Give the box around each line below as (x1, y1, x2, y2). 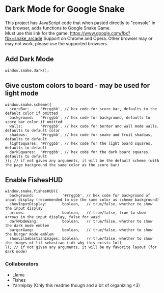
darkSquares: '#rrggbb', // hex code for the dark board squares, (9, 149, 151, 155)
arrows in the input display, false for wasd (5, 215, 100, 220)
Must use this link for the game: (5, 30, 69, 36)
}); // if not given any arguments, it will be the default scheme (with (5, 158, 160, 163)
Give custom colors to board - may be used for (5, 81, 150, 90)
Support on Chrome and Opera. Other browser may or (43, 35, 153, 41)
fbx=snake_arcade (5, 35, 43, 41)
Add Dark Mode (5, 55, 54, 64)
